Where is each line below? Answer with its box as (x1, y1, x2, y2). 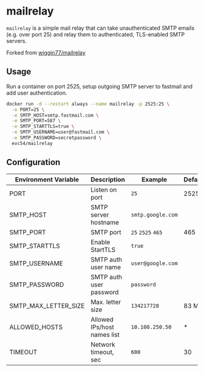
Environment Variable (15, 175, 80, 183)
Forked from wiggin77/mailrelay (6, 49, 86, 56)
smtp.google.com (131, 211, 178, 218)
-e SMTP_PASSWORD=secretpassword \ (12, 135, 102, 141)
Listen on (90, 185, 117, 194)
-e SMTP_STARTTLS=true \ (12, 123, 75, 130)
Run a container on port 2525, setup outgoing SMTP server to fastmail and (6, 83, 193, 90)
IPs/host (90, 323, 114, 331)
